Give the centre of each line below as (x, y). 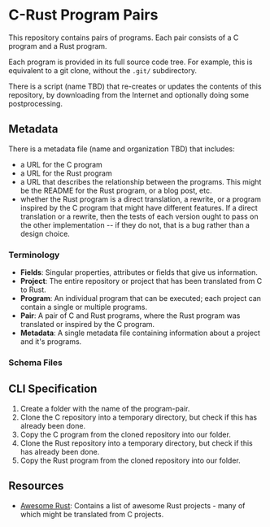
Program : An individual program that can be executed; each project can (141, 298)
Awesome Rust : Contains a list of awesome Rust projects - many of (133, 505)
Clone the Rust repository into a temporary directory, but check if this (137, 443)
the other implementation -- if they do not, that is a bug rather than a (135, 224)
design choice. (45, 233)
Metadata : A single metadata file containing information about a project (140, 333)
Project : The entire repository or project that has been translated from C (141, 281)
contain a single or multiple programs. (84, 307)
